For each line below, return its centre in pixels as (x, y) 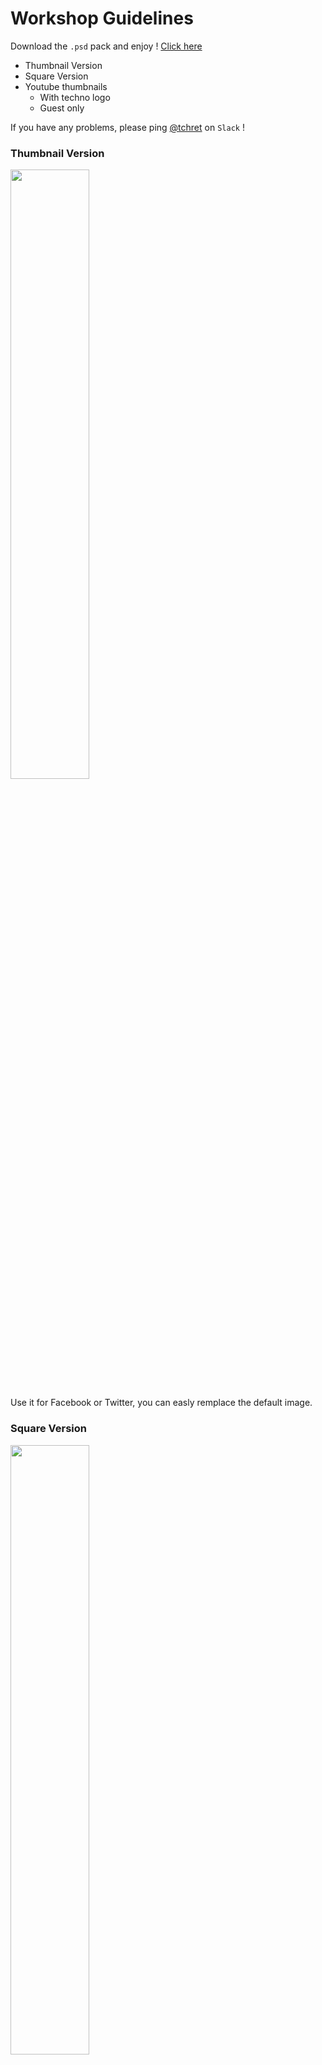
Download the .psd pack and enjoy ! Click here (106, 46)
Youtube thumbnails (66, 86)
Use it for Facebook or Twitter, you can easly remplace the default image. (161, 1403)
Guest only (62, 108)
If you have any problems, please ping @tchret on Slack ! (127, 127)
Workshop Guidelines (102, 18)
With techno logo (75, 97)
